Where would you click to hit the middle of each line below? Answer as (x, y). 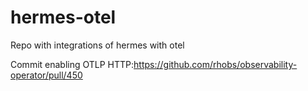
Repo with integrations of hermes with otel (97, 45)
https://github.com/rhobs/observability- (215, 64)
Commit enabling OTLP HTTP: (72, 64)
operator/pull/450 (46, 75)
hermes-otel (63, 17)
